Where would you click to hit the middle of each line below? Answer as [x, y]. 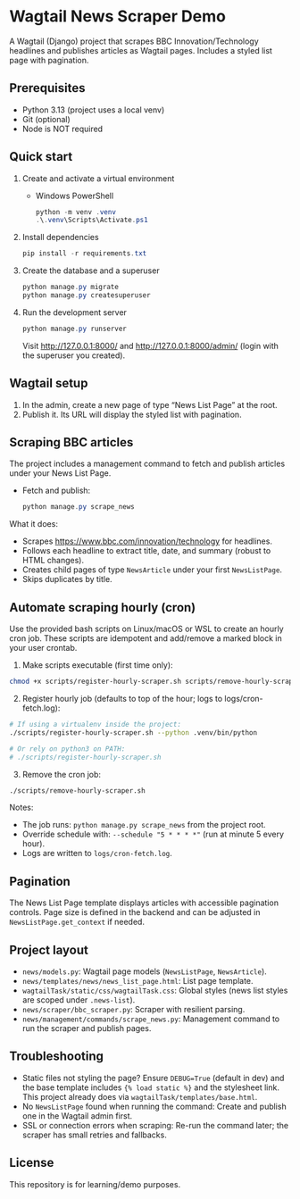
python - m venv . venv [75, 212]
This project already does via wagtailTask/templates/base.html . [140, 1096]
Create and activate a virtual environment [98, 178]
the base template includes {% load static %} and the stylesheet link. [150, 1087]
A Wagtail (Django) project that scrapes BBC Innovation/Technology [134, 41]
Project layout [49, 949]
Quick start [41, 157]
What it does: [33, 524]
